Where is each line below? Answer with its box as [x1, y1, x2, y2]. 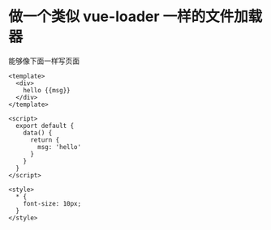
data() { [23, 129, 53, 137]
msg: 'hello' [37, 143, 82, 151]
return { [29, 135, 60, 144]
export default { [15, 121, 75, 130]
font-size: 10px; [23, 199, 82, 207]
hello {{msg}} [23, 86, 71, 94]
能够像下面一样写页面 [8, 56, 80, 66]
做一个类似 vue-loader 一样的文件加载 [8, 7, 263, 26]
